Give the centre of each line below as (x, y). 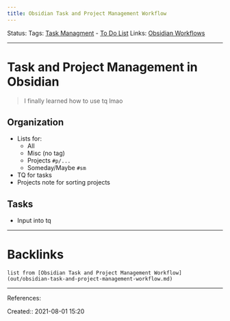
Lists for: (29, 139)
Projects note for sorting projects (64, 182)
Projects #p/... (49, 160)
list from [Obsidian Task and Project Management (79, 273)
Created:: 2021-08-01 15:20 (46, 311)
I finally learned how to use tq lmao (73, 101)
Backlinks (36, 255)
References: (24, 298)
